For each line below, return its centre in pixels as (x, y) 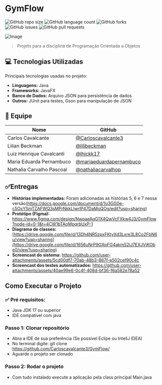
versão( (20, 203)
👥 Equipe (19, 116)
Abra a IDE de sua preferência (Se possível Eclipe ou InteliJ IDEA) (77, 338)
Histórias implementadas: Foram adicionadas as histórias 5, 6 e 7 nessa (84, 198)
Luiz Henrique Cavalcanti (36, 153)
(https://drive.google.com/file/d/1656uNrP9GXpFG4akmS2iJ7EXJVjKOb (84, 245)
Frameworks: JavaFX (34, 90)
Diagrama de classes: (34, 229)
